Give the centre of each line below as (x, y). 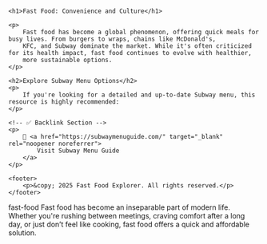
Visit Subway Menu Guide (78, 151)
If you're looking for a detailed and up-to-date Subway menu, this (139, 95)
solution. (23, 233)
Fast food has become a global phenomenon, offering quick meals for (141, 32)
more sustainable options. (68, 60)
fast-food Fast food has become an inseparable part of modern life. (119, 207)
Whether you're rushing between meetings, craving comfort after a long (127, 216)
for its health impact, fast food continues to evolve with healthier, (130, 53)
